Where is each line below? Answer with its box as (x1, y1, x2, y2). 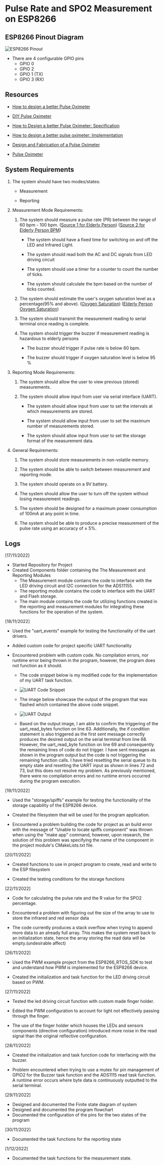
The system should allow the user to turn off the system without (19, 490, 148, 496)
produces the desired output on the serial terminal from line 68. (19, 737, 148, 742)
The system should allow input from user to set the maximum (26, 418, 150, 424)
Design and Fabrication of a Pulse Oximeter (12, 142, 100, 147)
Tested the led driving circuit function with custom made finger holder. (12, 998, 154, 1004)
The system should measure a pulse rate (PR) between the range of (19, 217, 157, 223)
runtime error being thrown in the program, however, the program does (12, 657, 156, 663)
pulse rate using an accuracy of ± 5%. (19, 525, 97, 531)
